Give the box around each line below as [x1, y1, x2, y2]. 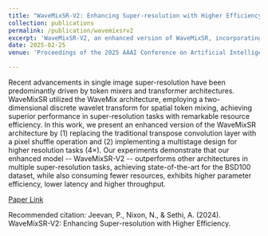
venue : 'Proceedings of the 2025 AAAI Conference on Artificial [8, 49, 227, 57]
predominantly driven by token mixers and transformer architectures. [8, 86, 235, 96]
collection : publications [8, 19, 94, 27]
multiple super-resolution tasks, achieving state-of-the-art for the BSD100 [8, 163, 251, 171]
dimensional [8, 103, 49, 112]
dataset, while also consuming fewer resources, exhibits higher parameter [8, 171, 252, 180]
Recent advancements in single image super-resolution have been [8, 77, 226, 87]
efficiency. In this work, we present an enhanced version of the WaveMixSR [8, 120, 257, 129]
